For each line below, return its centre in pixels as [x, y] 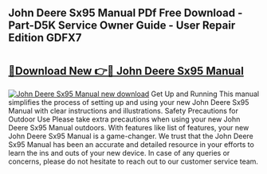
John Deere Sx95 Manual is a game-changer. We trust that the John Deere [131, 136]
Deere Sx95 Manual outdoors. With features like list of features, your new [129, 128]
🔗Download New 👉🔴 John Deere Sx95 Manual [126, 71]
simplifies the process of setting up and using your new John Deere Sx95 [129, 102]
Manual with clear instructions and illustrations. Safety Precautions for [124, 111]
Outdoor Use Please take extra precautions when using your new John [124, 119]
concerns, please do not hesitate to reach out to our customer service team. [133, 161]
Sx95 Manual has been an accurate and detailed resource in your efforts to [132, 145]
